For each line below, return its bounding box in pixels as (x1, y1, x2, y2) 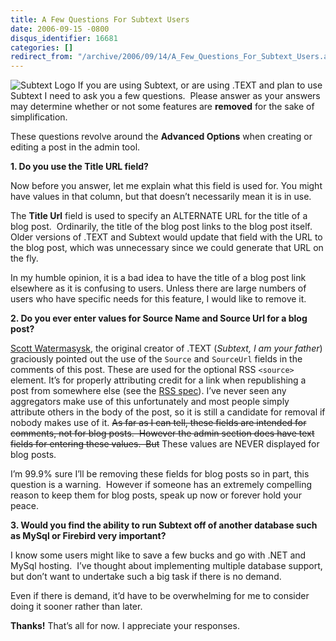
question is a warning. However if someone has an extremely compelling (10, 479, 313, 491)
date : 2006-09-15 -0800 (10, 24, 110, 34)
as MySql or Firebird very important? (10, 530, 167, 542)
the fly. (10, 252, 39, 265)
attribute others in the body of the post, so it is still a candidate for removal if (10, 406, 326, 418)
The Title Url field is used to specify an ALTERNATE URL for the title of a (10, 210, 308, 222)
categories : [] (10, 42, 74, 53)
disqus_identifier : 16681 (10, 33, 118, 43)
